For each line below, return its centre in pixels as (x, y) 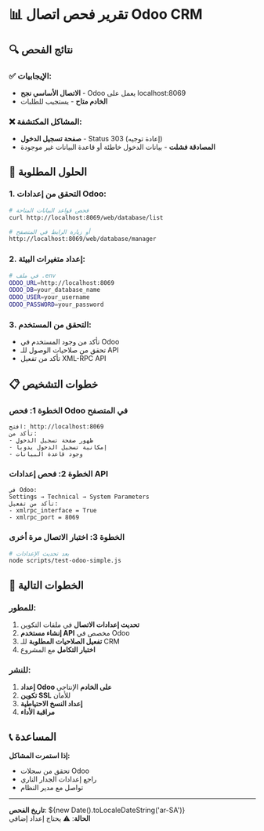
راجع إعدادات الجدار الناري (58, 779)
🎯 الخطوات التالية (47, 585)
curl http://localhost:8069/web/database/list (86, 217)
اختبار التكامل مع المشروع (58, 650)
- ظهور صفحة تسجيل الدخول (51, 441)
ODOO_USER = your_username (49, 297)
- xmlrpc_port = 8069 (44, 518)
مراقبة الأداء (38, 712)
